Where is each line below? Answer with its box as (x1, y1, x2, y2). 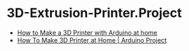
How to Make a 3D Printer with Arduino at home (16, 28, 158, 37)
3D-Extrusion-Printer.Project (6, 5, 183, 21)
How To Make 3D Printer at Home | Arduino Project (16, 35, 167, 44)
